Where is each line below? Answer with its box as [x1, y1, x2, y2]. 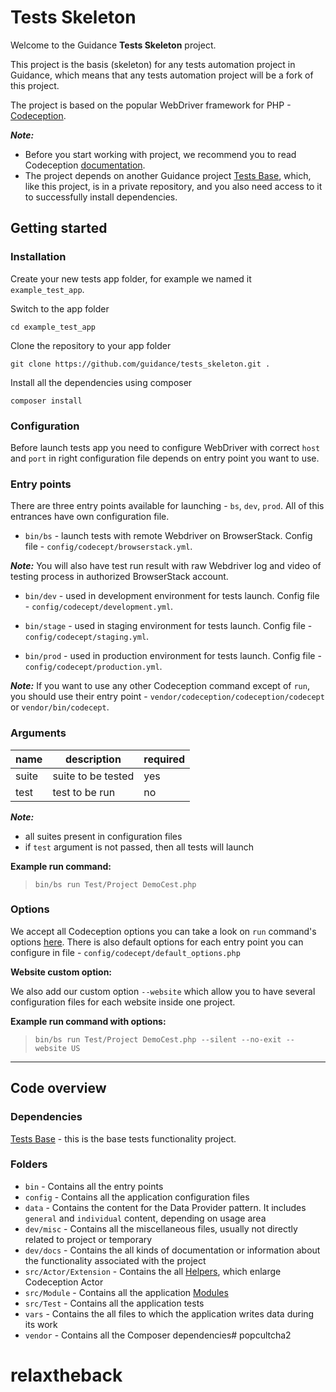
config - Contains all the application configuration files [24, 1191, 250, 1203]
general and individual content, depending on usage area [24, 1212, 267, 1224]
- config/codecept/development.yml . [24, 601, 174, 613]
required [143, 752, 186, 766]
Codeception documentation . [24, 159, 146, 171]
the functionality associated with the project [24, 1254, 207, 1266]
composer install [10, 396, 83, 406]
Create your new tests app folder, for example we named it [10, 272, 252, 285]
